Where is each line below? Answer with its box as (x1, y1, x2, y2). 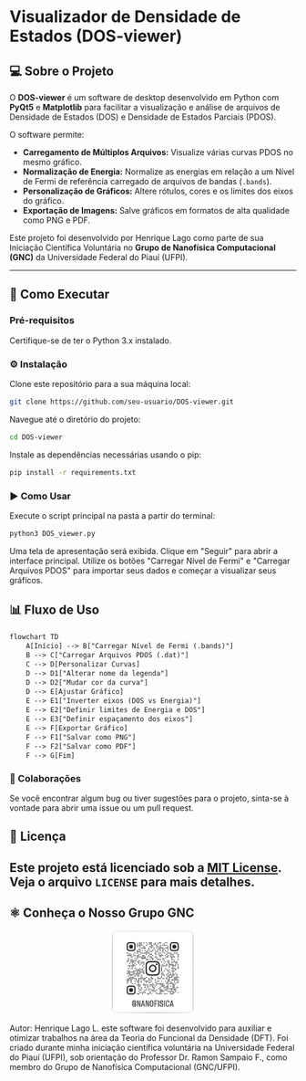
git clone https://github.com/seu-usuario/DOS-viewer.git (9, 397, 234, 406)
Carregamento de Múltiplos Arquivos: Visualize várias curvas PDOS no (22, 147, 294, 157)
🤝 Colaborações (9, 771, 82, 784)
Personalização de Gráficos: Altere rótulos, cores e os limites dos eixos (22, 185, 294, 196)
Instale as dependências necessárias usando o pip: (9, 449, 202, 460)
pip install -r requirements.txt (9, 467, 137, 477)
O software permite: (9, 130, 85, 140)
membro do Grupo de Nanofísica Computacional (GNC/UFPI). (9, 1061, 240, 1072)
